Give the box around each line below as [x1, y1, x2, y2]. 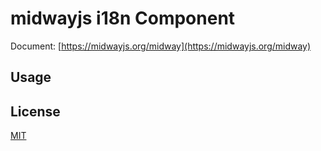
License [10, 103, 61, 120]
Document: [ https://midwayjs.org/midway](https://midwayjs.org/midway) [10, 40, 312, 52]
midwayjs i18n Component [10, 7, 236, 30]
